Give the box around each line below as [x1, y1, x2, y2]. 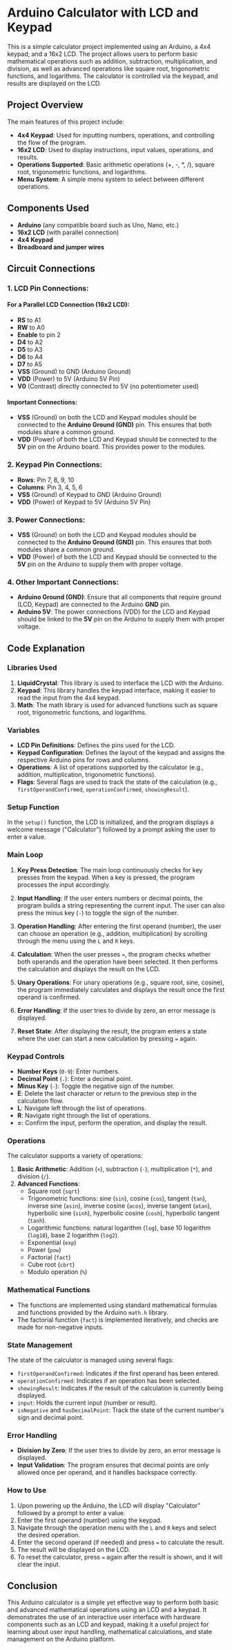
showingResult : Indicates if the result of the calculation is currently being [17, 1384, 223, 1392]
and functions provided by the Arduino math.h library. [17, 1308, 169, 1316]
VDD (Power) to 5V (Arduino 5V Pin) [17, 375, 121, 383]
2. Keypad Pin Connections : [7, 460, 102, 469]
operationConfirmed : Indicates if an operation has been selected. [17, 1376, 202, 1385]
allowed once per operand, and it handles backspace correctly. [17, 1468, 197, 1476]
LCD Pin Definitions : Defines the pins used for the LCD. [17, 741, 175, 749]
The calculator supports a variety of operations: [7, 1152, 143, 1160]
